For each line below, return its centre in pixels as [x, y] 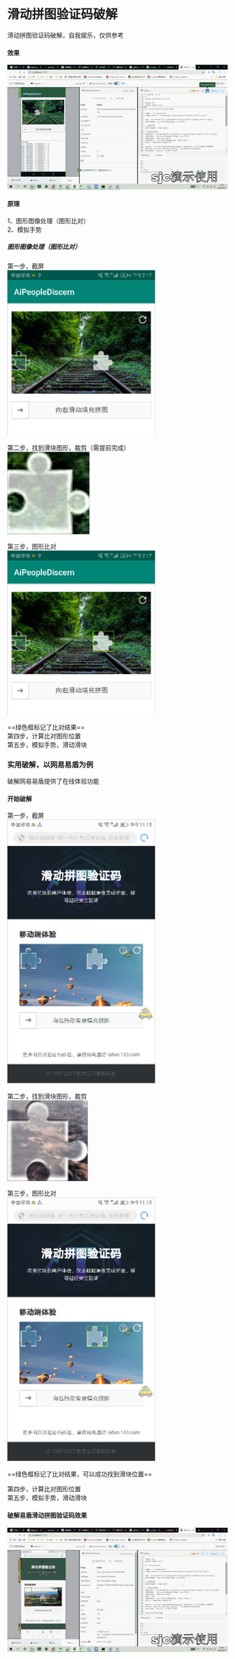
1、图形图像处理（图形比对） [48, 220]
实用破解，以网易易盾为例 [50, 765]
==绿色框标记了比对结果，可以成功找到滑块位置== [80, 1474]
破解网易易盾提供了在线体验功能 [53, 781]
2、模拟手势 [24, 230]
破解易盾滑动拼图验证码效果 [47, 1515]
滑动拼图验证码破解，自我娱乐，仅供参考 [65, 35]
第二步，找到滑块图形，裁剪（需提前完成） [69, 447]
